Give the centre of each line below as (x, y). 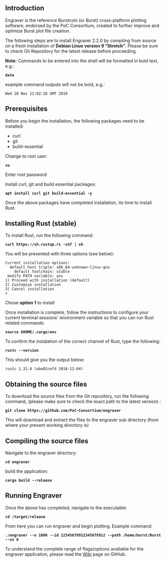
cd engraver (17, 462)
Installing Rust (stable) (41, 224)
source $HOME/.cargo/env (31, 332)
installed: (14, 126)
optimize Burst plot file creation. (38, 31)
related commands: (25, 323)
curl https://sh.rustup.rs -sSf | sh (44, 245)
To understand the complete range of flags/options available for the (75, 549)
